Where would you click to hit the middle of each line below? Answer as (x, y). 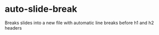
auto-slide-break (41, 9)
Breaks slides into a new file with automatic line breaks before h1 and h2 (79, 23)
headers (13, 28)
